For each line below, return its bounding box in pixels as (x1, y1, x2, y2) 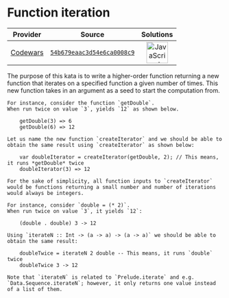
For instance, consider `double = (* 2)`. (7, 201, 130, 209)
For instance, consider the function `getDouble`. (7, 100, 155, 106)
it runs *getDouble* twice (7, 159, 84, 166)
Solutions (141, 30, 173, 39)
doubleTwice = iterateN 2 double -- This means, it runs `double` (19, 249, 213, 257)
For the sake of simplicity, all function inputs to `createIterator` (7, 177, 213, 185)
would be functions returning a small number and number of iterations (7, 183, 216, 190)
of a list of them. (7, 286, 63, 293)
